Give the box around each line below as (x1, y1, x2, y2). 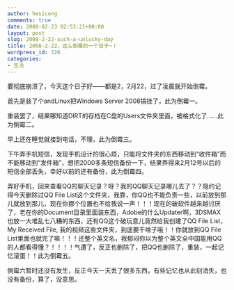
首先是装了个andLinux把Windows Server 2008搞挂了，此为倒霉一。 (7, 97, 202, 105)
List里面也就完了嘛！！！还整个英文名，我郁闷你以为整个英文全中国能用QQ (7, 234, 222, 242)
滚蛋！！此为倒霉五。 (13, 251, 75, 259)
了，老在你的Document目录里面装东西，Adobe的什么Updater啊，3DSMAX (7, 208, 221, 216)
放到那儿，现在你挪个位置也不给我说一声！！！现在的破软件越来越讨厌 (19, 199, 221, 207)
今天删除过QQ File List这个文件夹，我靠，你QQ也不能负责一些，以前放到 (13, 191, 221, 199)
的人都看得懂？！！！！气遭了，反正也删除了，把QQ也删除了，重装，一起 (7, 243, 218, 251)
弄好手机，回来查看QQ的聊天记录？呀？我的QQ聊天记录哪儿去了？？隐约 (7, 182, 215, 190)
